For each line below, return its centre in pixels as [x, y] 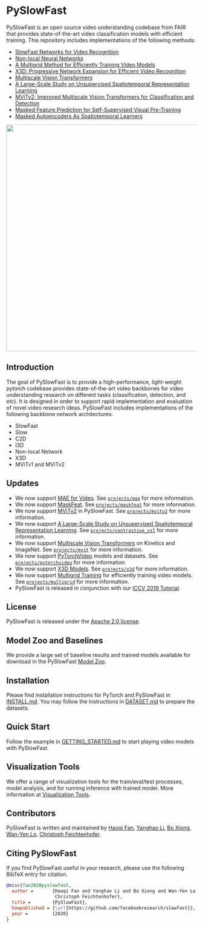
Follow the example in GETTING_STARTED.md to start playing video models [100, 741]
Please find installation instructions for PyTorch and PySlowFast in [89, 695]
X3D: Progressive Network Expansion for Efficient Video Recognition [100, 71]
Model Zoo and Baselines [55, 640]
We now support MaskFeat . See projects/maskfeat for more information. [105, 504]
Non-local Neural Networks [49, 58]
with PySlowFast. [28, 748]
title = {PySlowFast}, [50, 902]
